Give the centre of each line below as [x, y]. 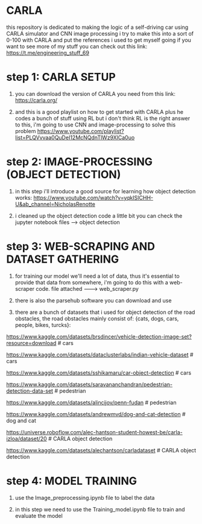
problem [25, 131]
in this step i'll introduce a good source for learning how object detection [105, 191]
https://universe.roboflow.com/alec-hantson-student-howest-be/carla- [94, 432]
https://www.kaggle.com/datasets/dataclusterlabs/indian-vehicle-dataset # [100, 354]
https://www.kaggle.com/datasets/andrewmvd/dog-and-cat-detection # [96, 414]
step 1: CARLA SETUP [61, 77]
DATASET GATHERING [63, 259]
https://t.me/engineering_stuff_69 [48, 52]
